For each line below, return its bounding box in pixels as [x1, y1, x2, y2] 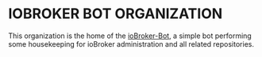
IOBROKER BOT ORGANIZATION [8, 5, 223, 23]
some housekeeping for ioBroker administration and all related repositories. [8, 39, 254, 48]
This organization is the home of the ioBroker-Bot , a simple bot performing [8, 31, 252, 40]
